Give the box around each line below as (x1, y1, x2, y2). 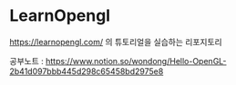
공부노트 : (9, 55, 44, 66)
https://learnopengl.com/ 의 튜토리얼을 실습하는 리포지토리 (9, 36, 222, 47)
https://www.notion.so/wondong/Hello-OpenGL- (45, 55, 227, 66)
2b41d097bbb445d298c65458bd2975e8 (9, 65, 164, 77)
